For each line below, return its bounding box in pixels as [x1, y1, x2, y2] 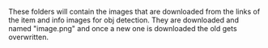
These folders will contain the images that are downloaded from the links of [8, 7, 261, 16]
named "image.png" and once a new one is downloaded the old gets [8, 24, 237, 33]
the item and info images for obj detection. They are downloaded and [8, 15, 239, 25]
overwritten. [8, 32, 49, 42]
